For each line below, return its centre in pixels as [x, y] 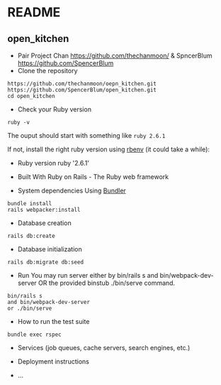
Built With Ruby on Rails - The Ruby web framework [93, 177]
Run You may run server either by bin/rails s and [88, 275]
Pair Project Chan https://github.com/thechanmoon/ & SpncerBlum [115, 55]
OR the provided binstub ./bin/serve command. [107, 283]
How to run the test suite [53, 321]
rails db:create [31, 236]
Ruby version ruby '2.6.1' [53, 163]
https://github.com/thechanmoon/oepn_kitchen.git [82, 84]
